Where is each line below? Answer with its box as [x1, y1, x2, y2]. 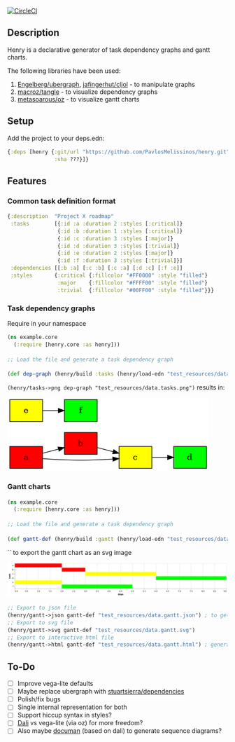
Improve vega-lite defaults [17, 680, 94, 688]
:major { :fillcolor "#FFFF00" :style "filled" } [57, 279, 208, 287]
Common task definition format [7, 196, 116, 206]
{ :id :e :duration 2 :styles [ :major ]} [57, 249, 173, 257]
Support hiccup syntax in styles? [17, 711, 112, 720]
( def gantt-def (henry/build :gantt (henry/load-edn [7, 535, 164, 542]
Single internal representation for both [17, 703, 127, 711]
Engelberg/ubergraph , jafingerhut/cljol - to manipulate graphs [17, 80, 196, 88]
